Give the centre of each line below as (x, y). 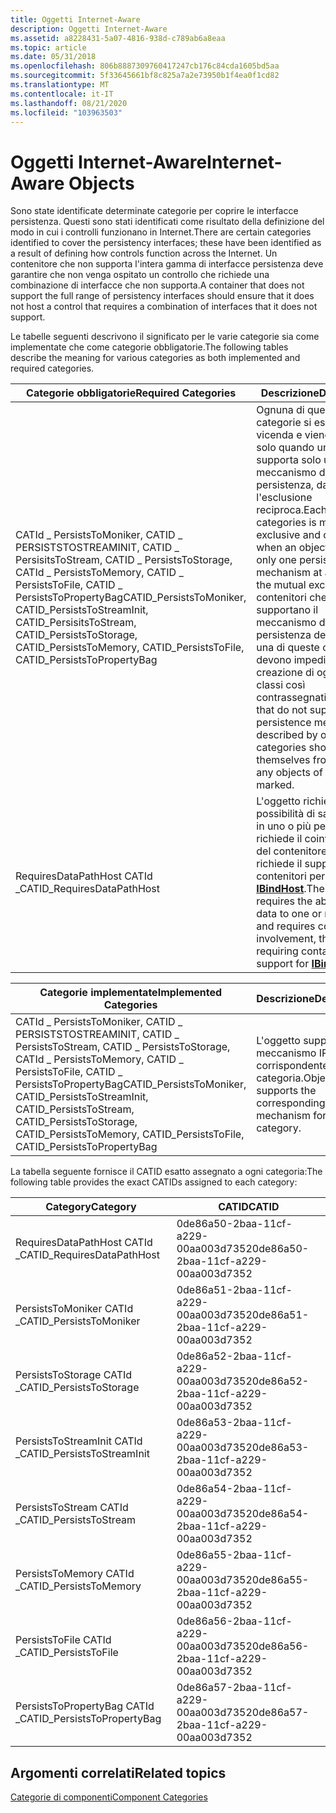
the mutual (281, 585)
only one (276, 560)
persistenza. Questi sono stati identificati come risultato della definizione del (167, 222)
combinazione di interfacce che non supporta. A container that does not (157, 285)
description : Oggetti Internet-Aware (89, 29)
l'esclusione (284, 498)
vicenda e (279, 435)
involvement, (286, 939)
